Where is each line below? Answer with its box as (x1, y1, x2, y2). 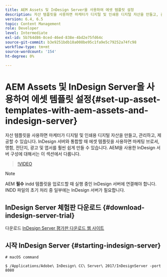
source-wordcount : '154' (5, 49, 57, 54)
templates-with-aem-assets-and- (5, 104, 149, 116)
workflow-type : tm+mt (5, 44, 50, 49)
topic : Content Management (5, 21, 61, 26)
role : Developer (5, 26, 39, 31)
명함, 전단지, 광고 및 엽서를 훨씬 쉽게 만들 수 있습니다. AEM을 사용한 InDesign (5, 145, 156, 151)
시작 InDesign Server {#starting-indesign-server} (5, 241, 161, 250)
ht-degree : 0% (5, 53, 35, 59)
